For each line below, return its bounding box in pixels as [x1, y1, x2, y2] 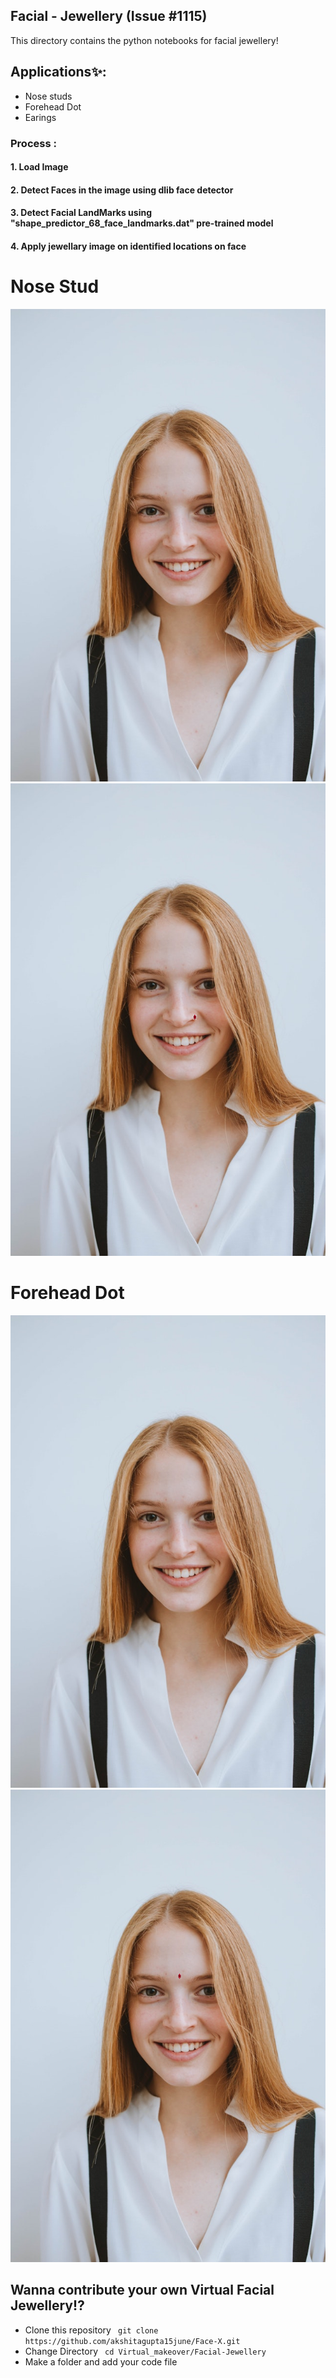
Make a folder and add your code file [24, 2355, 178, 2368]
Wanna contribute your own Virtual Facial [10, 2282, 275, 2299]
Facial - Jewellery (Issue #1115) [10, 8, 208, 25]
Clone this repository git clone [24, 2324, 159, 2336]
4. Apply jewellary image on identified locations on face [10, 240, 247, 252]
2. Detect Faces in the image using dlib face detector [10, 184, 234, 196]
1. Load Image [10, 161, 69, 173]
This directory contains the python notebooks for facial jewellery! [10, 34, 279, 46]
